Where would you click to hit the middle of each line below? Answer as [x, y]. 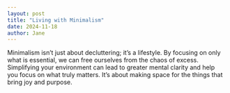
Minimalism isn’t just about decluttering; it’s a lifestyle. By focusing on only [114, 53]
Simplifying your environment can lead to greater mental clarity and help [111, 67]
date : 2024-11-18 [32, 26]
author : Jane [26, 33]
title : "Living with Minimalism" [56, 20]
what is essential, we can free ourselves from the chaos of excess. [103, 60]
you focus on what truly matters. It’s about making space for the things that [115, 75]
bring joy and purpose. [40, 82]
